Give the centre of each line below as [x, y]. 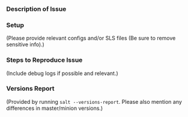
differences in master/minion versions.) [55, 108]
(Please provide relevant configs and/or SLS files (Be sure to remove [91, 38]
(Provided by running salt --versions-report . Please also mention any [94, 101]
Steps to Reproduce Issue [44, 60]
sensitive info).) [26, 44]
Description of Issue [36, 9]
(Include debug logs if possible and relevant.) [62, 73]
